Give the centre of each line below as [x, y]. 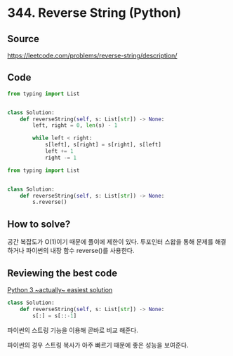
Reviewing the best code [62, 273]
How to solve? [39, 224]
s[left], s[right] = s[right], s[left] [103, 145]
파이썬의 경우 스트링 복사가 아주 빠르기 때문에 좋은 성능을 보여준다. [98, 345]
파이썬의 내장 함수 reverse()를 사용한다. [80, 251]
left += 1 [59, 151]
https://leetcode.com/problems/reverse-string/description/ [92, 55]
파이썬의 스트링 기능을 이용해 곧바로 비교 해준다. [73, 330]
